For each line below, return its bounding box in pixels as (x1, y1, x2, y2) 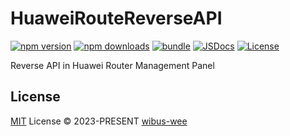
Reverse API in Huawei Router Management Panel (10, 59, 215, 71)
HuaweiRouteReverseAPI (10, 7, 223, 30)
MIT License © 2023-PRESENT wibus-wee (10, 115, 188, 127)
